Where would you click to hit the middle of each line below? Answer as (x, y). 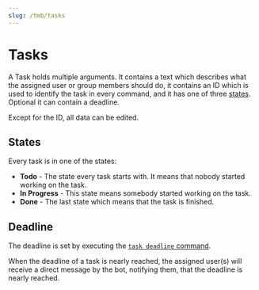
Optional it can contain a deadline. (64, 102)
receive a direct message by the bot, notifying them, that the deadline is (126, 269)
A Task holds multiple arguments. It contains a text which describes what (128, 77)
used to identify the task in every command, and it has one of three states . (129, 93)
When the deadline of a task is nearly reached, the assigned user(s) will (125, 261)
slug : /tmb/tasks (37, 15)
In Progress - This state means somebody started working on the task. (135, 193)
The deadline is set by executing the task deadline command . (110, 246)
